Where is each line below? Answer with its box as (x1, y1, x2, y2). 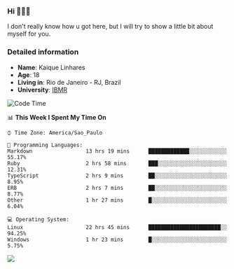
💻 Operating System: (7, 216, 70, 223)
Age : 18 (17, 70, 40, 79)
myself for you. (7, 29, 51, 38)
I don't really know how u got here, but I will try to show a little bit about (7, 22, 214, 31)
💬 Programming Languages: (7, 142, 83, 149)
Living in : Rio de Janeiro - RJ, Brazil (17, 78, 121, 86)
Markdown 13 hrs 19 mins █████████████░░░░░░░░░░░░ (7, 147, 228, 155)
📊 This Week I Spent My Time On (7, 113, 106, 121)
